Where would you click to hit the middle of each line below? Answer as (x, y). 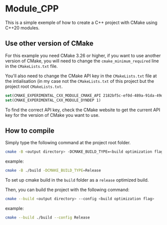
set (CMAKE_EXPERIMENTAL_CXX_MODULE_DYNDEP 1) (53, 100)
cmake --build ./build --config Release (48, 218)
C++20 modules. (22, 27)
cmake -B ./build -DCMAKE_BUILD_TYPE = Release (53, 171)
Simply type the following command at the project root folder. (68, 143)
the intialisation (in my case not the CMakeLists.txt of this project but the (80, 81)
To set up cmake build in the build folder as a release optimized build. (77, 180)
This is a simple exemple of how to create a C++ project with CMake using (81, 22)
